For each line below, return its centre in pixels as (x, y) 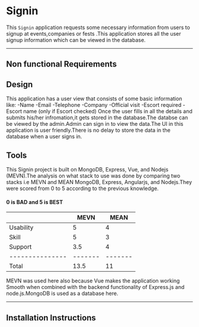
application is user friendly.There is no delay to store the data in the (88, 130)
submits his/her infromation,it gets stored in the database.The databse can (97, 118)
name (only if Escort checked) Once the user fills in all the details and (108, 112)
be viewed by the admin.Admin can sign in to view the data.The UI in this (95, 124)
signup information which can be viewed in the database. (76, 40)
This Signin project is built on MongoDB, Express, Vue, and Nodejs (87, 169)
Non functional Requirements (62, 64)
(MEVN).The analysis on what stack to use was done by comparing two (93, 176)
